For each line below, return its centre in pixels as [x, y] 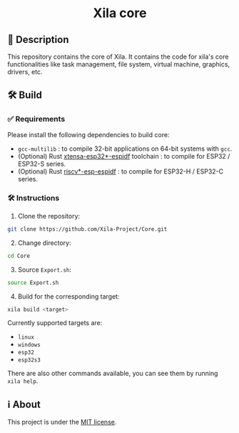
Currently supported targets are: [55, 323]
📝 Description [38, 40]
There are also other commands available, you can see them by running [113, 374]
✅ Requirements [36, 119]
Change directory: [44, 243]
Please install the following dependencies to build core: [88, 134]
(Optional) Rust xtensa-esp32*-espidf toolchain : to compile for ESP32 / [124, 156]
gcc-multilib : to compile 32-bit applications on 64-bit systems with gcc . [125, 149]
